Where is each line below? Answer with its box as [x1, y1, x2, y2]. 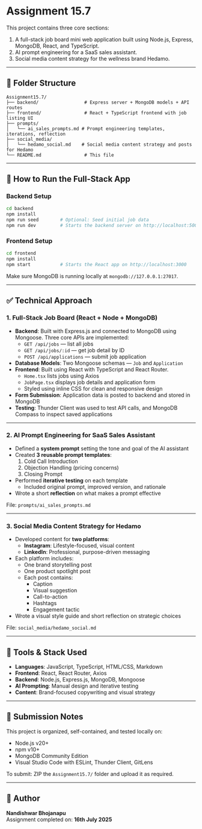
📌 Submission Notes [6, 712, 84, 722]
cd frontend [6, 250, 36, 256]
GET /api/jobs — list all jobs [23, 340, 94, 347]
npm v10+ [14, 745, 40, 753]
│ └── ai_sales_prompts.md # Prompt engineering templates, [6, 125, 165, 132]
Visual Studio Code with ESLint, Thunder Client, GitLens [14, 759, 153, 766]
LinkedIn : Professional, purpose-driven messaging [23, 548, 150, 556]
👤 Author [6, 793, 40, 804]
